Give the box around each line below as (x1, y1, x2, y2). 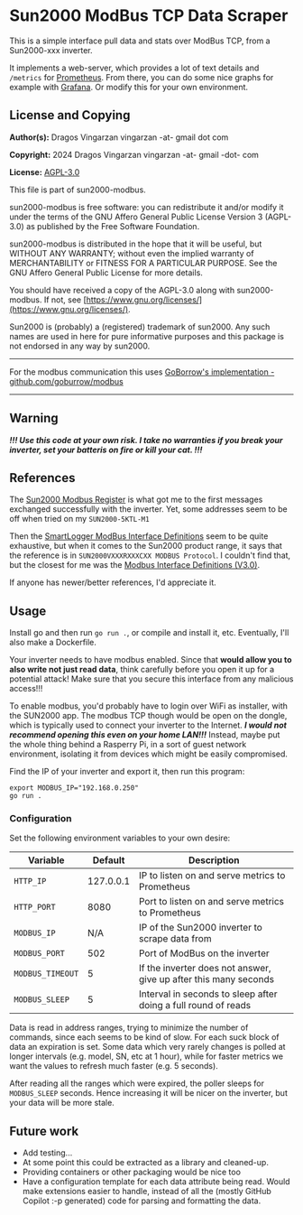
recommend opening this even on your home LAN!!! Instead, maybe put (9, 729, 280, 740)
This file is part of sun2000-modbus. (9, 184, 146, 195)
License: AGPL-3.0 (9, 166, 80, 177)
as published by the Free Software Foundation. (25, 220, 200, 231)
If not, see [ (43, 294, 87, 305)
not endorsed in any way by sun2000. (9, 340, 151, 351)
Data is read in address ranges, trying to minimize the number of (9, 1022, 249, 1034)
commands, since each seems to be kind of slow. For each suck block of (9, 1032, 280, 1043)
